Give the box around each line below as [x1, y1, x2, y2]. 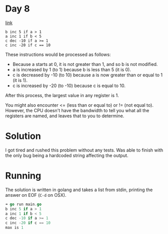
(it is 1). [12, 77, 28, 83]
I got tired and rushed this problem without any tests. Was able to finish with [5, 147, 163, 153]
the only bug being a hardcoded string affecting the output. [5, 152, 129, 159]
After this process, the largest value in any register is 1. [5, 92, 120, 98]
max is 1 [5, 225, 24, 230]
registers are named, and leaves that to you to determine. [5, 113, 125, 119]
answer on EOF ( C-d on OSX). [5, 192, 67, 198]
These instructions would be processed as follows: [5, 51, 111, 57]
